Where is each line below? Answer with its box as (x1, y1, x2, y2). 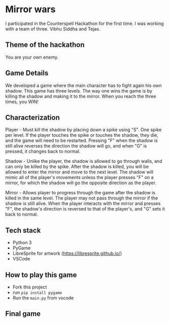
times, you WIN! (5, 98, 39, 105)
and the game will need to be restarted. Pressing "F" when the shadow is (5, 137, 158, 143)
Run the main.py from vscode (12, 295, 74, 301)
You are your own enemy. (5, 54, 59, 60)
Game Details (5, 69, 49, 77)
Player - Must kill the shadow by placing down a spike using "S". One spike (5, 127, 162, 133)
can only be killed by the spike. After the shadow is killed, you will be (5, 164, 149, 170)
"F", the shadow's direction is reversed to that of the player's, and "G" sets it (5, 206, 165, 212)
